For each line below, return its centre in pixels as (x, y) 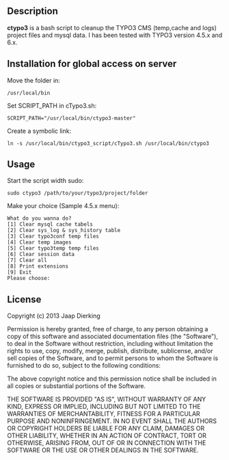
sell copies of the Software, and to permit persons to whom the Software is (113, 358)
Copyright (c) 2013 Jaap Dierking (54, 316)
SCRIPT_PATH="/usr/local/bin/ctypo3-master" (71, 118)
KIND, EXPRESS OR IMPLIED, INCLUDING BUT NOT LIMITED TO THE (104, 407)
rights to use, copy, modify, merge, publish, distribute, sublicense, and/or (110, 351)
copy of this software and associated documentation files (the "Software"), (113, 336)
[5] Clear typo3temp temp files (53, 248)
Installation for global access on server (92, 64)
